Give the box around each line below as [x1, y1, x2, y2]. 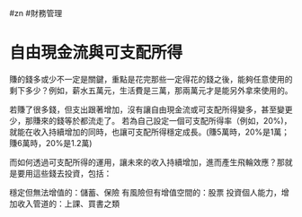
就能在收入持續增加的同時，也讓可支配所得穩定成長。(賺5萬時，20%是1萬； [9, 126, 290, 137]
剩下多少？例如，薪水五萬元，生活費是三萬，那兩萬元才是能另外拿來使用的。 [9, 84, 293, 96]
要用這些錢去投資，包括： [16, 168, 112, 178]
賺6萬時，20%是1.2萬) [9, 137, 93, 148]
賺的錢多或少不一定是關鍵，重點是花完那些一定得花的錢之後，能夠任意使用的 [9, 74, 293, 84]
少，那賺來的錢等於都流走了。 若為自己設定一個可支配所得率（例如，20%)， [9, 115, 292, 126]
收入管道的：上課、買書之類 [16, 198, 120, 209]
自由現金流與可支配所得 [9, 43, 183, 63]
